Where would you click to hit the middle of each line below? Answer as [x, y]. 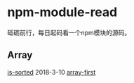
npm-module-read [62, 12]
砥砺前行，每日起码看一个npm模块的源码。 [69, 32]
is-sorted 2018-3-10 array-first [52, 72]
